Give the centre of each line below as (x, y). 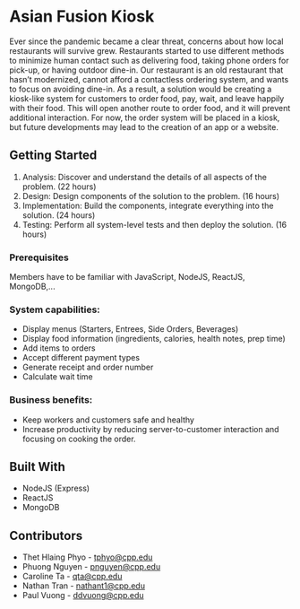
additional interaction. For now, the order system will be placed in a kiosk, (145, 117)
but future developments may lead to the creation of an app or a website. (144, 126)
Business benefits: (51, 400)
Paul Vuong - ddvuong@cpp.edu (83, 596)
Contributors (46, 535)
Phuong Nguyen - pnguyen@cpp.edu (91, 567)
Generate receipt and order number (88, 367)
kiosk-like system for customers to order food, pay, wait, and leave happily (147, 98)
